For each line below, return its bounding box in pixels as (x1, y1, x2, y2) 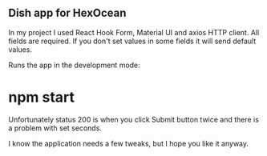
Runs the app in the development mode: (8, 60, 140, 70)
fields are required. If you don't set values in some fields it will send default (8, 36, 257, 46)
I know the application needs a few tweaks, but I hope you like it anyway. (8, 138, 249, 148)
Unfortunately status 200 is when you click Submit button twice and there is (8, 114, 259, 124)
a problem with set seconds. (8, 123, 103, 133)
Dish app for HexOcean (8, 6, 127, 20)
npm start (8, 88, 75, 106)
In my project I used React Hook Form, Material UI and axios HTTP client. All (8, 27, 260, 37)
